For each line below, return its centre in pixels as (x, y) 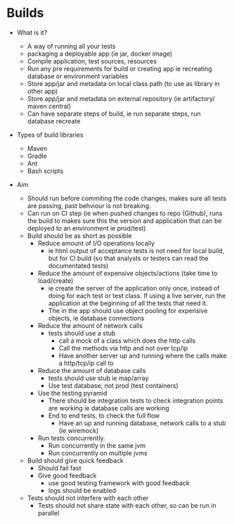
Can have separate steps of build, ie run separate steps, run (114, 114)
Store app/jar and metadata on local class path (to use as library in (123, 83)
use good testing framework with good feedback (119, 483)
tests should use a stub (82, 333)
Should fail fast (59, 468)
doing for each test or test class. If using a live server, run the (137, 295)
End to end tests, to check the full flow (104, 415)
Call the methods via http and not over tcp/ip (123, 348)
